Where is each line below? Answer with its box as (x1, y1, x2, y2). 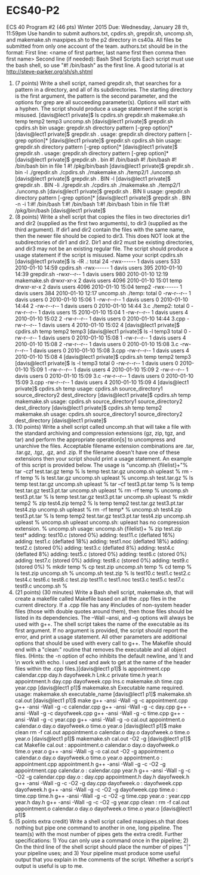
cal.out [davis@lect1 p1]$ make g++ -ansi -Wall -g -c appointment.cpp (14, 697, 188, 704)
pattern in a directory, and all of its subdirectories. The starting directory (14, 86, 193, 93)
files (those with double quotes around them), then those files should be (14, 607, 193, 614)
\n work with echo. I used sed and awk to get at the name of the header (14, 658, 191, 665)
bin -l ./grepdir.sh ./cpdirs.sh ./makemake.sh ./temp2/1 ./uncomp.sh (14, 168, 181, 175)
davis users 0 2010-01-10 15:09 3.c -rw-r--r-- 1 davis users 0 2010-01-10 (14, 372, 194, 379)
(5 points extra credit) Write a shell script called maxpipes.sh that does (14, 818, 189, 825)
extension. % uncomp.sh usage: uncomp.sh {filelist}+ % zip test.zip (14, 525, 182, 532)
